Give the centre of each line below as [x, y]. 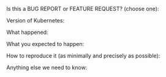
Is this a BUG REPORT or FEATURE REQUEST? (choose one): [83, 9]
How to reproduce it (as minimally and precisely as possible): [83, 56]
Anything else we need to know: [47, 67]
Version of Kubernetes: [36, 20]
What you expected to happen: [45, 44]
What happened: [27, 32]
